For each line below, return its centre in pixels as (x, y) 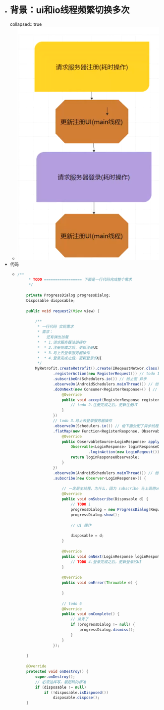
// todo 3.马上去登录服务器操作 (82, 421)
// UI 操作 (81, 525)
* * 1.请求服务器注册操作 (62, 342)
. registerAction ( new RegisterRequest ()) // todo (104, 374)
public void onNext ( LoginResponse (97, 556)
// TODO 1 (81, 504)
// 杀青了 (80, 619)
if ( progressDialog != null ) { (103, 625)
